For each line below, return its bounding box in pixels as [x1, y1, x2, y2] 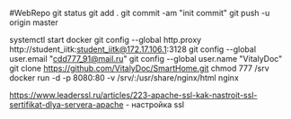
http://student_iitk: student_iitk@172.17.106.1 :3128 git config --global [9, 44, 257, 55]
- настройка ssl [125, 99, 185, 110]
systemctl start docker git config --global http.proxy [9, 35, 202, 45]
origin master [9, 17, 58, 28]
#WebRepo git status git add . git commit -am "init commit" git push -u [9, 8, 270, 18]
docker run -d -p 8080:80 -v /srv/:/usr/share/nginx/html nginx [9, 72, 240, 83]
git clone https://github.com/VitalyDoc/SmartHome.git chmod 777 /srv [9, 63, 269, 73]
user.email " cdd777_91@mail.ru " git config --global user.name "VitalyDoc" [9, 54, 283, 64]
